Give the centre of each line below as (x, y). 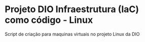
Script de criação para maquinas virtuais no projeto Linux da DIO (72, 34)
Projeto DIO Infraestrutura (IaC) (72, 9)
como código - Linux (49, 20)
